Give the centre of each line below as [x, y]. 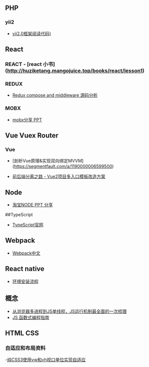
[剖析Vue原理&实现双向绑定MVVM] [48, 161]
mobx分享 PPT [27, 120]
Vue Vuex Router [32, 135]
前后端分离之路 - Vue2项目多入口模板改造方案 [59, 176]
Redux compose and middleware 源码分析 [55, 95]
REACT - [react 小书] [30, 64]
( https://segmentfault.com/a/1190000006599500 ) [63, 167]
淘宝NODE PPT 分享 [33, 205]
